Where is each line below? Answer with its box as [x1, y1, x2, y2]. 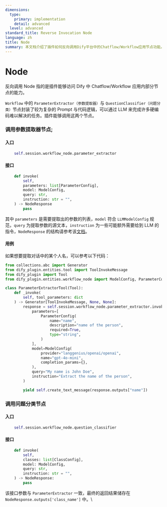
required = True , [49, 328, 81, 333]
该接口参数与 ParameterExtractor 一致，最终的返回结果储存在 [5, 490, 131, 496]
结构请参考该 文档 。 [50, 228, 90, 234]
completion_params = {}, [40, 360, 88, 365]
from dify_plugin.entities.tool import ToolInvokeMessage [5, 267, 128, 272]
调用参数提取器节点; [5, 126, 53, 133]
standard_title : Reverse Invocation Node [5, 30, 92, 35]
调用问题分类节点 [5, 400, 46, 407]
